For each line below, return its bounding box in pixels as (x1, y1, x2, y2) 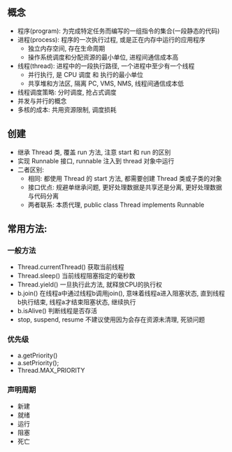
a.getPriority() (17, 351, 58, 359)
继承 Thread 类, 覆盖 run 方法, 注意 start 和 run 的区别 (17, 148, 171, 156)
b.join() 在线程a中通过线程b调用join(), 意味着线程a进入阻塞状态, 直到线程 (17, 289, 225, 298)
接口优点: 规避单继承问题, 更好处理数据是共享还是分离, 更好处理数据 (27, 183, 222, 191)
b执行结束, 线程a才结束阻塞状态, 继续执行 (17, 298, 136, 306)
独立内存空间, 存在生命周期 (27, 44, 106, 53)
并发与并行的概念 (17, 97, 67, 105)
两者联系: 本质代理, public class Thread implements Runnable (27, 200, 205, 209)
